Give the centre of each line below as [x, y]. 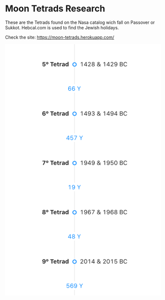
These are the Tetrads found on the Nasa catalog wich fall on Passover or [80, 22]
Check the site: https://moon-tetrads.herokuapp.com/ [60, 37]
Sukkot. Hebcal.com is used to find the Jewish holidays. [62, 27]
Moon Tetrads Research [55, 9]
